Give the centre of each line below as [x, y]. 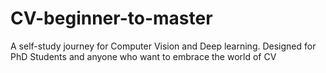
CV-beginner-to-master [111, 18]
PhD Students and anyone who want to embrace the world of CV [143, 56]
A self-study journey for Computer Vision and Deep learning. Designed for [163, 46]
